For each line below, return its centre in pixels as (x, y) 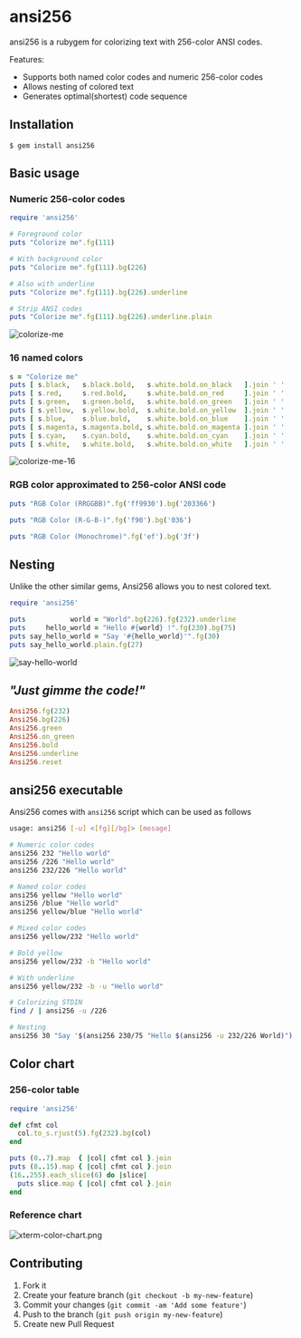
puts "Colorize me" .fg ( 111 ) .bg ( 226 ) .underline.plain (111, 317)
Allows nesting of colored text (78, 86)
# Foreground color (46, 234)
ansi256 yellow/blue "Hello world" (76, 912)
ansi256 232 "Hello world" (60, 854)
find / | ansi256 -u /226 (58, 1011)
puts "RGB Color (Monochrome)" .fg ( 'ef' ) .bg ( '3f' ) (105, 537)
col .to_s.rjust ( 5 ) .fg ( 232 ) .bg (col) (85, 1134)
